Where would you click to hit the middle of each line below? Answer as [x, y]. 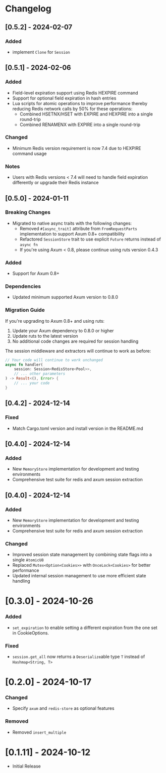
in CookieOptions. [30, 633]
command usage [29, 153]
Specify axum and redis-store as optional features [63, 708]
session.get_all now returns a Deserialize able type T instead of [79, 656]
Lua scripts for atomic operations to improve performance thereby [80, 103]
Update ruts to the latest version [45, 336]
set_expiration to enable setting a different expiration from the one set [85, 628]
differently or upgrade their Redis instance [55, 183]
